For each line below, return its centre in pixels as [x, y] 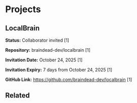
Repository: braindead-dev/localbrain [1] [48, 50]
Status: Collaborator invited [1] [37, 40]
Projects [23, 9]
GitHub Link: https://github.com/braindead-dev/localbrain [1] [69, 79]
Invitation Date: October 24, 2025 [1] [44, 60]
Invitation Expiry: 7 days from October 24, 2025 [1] [59, 70]
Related [18, 96]
